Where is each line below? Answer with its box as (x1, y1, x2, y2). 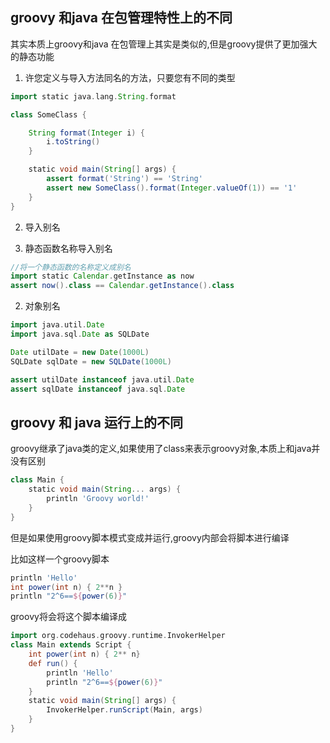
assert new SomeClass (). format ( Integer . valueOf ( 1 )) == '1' (46, 183, 298, 193)
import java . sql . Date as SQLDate (10, 329, 150, 340)
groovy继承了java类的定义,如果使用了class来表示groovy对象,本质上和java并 (10, 443, 321, 455)
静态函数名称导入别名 (24, 242, 113, 254)
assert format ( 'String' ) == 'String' (46, 174, 203, 184)
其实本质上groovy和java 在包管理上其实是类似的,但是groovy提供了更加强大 (10, 38, 318, 50)
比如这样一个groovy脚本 (10, 553, 110, 565)
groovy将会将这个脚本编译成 (10, 611, 127, 623)
